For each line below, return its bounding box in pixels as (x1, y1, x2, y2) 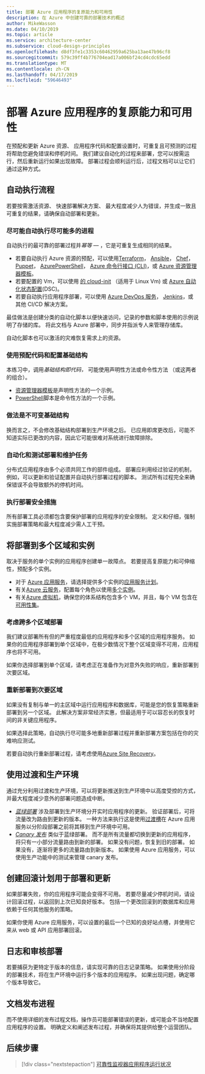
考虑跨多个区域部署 (6, 618, 63, 627)
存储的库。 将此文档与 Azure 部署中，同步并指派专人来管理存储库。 (16, 321, 186, 329)
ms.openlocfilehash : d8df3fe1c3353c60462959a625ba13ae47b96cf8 (6, 49, 171, 55)
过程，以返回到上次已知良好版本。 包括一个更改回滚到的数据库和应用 (22, 898, 195, 906)
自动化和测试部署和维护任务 (6, 450, 88, 459)
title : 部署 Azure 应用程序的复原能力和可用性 (6, 9, 113, 15)
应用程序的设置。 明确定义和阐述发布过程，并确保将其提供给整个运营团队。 (6, 1023, 195, 1031)
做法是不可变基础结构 (6, 411, 69, 420)
